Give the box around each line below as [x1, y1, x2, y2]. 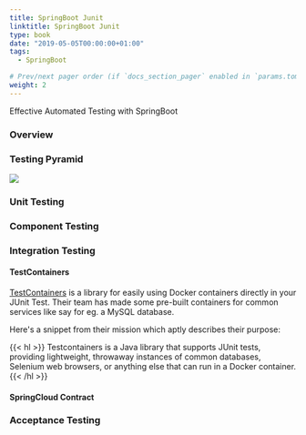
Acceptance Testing [9, 414, 101, 427]
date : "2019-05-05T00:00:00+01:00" [9, 38, 145, 48]
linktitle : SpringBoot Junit [9, 22, 120, 31]
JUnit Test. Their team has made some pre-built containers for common [9, 297, 280, 308]
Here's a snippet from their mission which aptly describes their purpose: [9, 324, 280, 335]
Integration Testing [9, 244, 96, 257]
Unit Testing [9, 195, 65, 207]
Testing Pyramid [9, 152, 84, 165]
